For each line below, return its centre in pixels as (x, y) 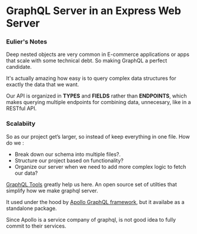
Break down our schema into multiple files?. (68, 154)
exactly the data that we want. (43, 85)
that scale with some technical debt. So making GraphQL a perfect (87, 61)
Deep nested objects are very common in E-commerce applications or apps (98, 55)
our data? (26, 173)
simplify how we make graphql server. (52, 190)
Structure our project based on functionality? (69, 161)
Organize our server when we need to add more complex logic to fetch (100, 166)
